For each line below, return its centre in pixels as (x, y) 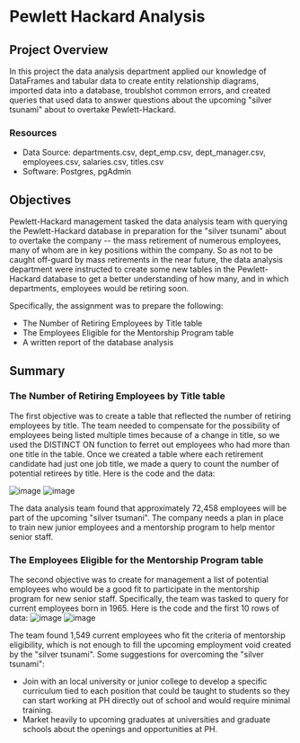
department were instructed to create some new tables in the (123, 269)
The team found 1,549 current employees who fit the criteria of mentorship (147, 635)
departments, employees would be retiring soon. (99, 289)
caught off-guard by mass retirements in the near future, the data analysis (146, 260)
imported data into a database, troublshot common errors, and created (140, 90)
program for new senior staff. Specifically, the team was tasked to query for (149, 599)
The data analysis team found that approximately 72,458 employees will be (148, 508)
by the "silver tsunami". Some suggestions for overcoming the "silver (137, 655)
